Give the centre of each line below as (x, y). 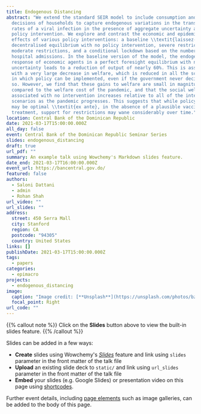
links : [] (19, 246)
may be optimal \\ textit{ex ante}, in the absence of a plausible (96, 107)
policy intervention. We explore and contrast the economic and (93, 34)
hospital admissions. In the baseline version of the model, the (95, 56)
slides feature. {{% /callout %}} (45, 331)
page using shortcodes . (44, 386)
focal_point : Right (36, 302)
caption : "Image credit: (42, 297)
